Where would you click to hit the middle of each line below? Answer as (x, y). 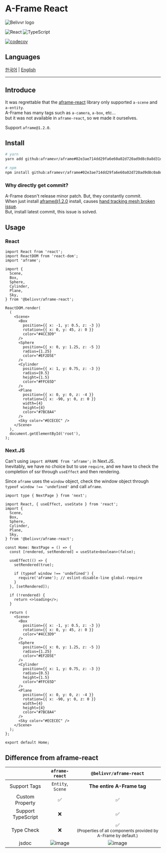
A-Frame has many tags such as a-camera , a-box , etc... (61, 112)
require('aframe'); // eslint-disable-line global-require (80, 578)
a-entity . (15, 107)
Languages (23, 57)
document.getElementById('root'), (45, 434)
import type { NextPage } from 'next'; (46, 496)
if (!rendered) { (27, 595)
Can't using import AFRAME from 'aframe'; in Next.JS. (60, 461)
